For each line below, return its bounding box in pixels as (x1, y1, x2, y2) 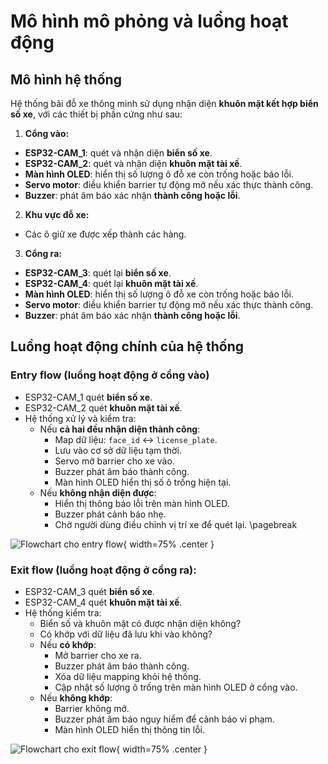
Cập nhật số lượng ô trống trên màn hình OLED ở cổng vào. (54, 681, 298, 693)
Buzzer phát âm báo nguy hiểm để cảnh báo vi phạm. (54, 713, 275, 725)
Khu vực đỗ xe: (24, 209, 90, 220)
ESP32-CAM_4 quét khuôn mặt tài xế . (24, 596, 183, 608)
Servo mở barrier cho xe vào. (54, 455, 175, 467)
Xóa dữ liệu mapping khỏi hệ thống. (54, 670, 202, 682)
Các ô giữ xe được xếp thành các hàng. (24, 228, 187, 240)
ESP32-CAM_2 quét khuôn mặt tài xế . (24, 401, 183, 414)
